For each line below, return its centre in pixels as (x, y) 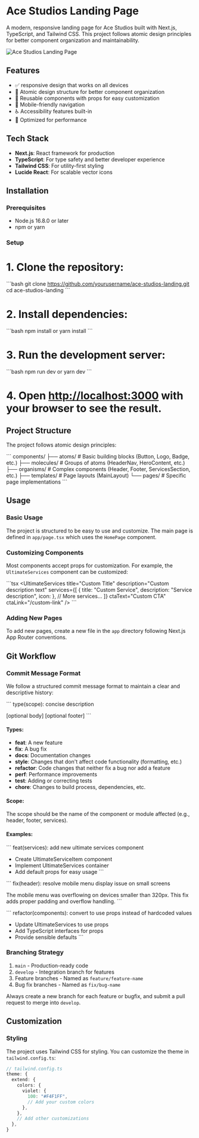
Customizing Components (45, 552)
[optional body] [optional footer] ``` (49, 715)
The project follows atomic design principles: (61, 445)
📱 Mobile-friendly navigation (50, 104)
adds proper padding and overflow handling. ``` (64, 901)
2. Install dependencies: (67, 314)
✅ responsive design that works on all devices (71, 85)
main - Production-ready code (51, 965)
